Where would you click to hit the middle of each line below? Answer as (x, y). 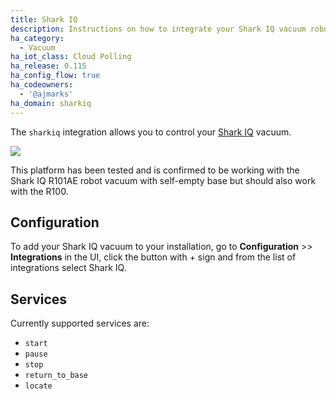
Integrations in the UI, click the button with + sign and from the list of (153, 257)
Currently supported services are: (80, 323)
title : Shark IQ (44, 19)
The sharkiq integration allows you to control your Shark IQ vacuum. (151, 132)
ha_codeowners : (42, 85)
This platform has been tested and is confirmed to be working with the (155, 170)
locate (38, 386)
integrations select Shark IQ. (68, 268)
